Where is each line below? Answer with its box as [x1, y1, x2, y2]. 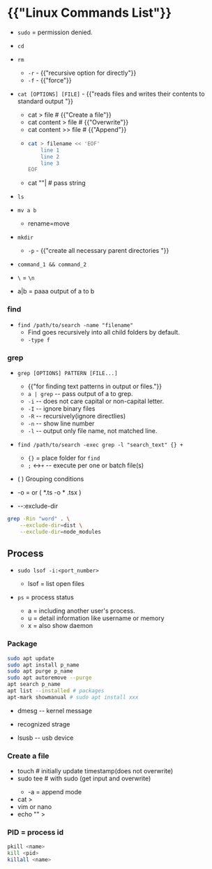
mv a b [17, 207, 37, 214]
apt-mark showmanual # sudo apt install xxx [7, 694, 139, 701]
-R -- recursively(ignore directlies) [27, 411, 126, 420]
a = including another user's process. [27, 606, 136, 615]
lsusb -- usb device [17, 733, 74, 742]
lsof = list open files [27, 580, 85, 588]
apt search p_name [7, 681, 61, 688]
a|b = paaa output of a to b [17, 287, 95, 295]
